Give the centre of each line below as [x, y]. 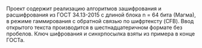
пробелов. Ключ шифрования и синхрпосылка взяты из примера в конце [101, 34]
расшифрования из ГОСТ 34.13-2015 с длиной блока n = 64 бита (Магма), [101, 15]
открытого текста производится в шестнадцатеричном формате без [94, 27]
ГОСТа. [16, 40]
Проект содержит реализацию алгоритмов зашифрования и [84, 9]
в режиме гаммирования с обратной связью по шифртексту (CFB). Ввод [100, 21]
